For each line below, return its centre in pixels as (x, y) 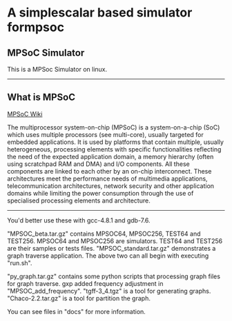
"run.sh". (20, 262)
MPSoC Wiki (25, 114)
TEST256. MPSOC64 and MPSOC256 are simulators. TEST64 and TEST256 (115, 241)
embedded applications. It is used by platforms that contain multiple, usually (116, 142)
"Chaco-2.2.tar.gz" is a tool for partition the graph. (79, 298)
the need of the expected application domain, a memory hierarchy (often (110, 156)
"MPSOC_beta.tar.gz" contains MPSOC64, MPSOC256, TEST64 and (104, 234)
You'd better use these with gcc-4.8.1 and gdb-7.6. (79, 220)
